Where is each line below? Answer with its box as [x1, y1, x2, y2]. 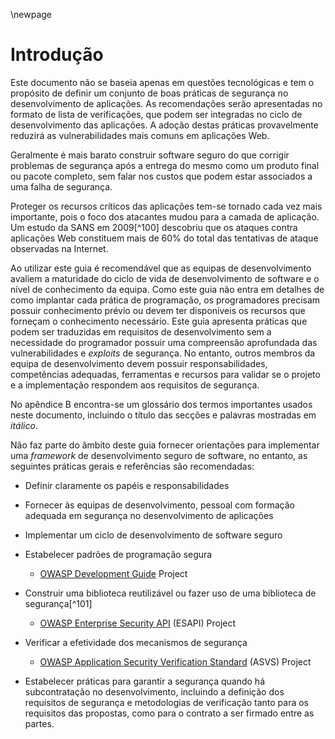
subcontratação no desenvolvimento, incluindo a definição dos [24, 685, 285, 698]
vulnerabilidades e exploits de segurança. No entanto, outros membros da [10, 347, 316, 359]
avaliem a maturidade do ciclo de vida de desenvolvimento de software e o [10, 272, 320, 284]
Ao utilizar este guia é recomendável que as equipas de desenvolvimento [10, 262, 312, 274]
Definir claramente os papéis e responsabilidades [24, 479, 230, 491]
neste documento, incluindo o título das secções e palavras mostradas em [10, 409, 317, 421]
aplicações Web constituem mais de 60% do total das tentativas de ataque [10, 232, 319, 244]
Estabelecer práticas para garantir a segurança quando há [24, 675, 266, 687]
